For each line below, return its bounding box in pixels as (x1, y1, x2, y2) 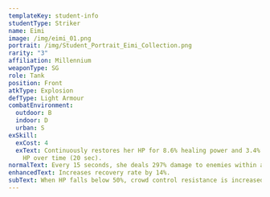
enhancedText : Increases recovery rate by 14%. (8, 169, 171, 177)
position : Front (8, 79, 63, 87)
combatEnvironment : (8, 101, 74, 109)
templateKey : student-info (8, 11, 99, 20)
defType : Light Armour (8, 94, 84, 102)
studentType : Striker (8, 19, 81, 27)
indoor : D (15, 117, 48, 125)
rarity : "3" (8, 49, 48, 57)
